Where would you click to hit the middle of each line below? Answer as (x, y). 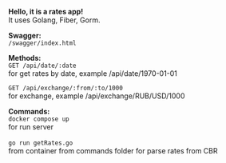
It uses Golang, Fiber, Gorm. (54, 20)
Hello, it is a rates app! (46, 12)
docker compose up (39, 119)
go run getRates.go (41, 143)
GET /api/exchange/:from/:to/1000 (66, 88)
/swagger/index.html (43, 43)
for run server (31, 127)
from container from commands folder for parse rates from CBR (113, 151)
